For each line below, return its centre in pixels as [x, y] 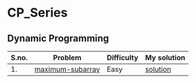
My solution [165, 58]
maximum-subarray [67, 69]
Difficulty [123, 58]
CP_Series [38, 13]
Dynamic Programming [58, 38]
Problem [67, 58]
